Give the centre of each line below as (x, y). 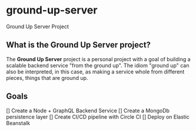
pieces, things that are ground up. (47, 78)
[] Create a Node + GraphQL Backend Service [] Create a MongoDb (88, 110)
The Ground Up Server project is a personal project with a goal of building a (98, 59)
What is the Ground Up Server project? (79, 45)
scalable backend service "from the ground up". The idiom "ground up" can (98, 65)
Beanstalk (18, 123)
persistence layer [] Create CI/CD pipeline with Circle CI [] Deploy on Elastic (98, 117)
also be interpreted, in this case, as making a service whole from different (95, 72)
